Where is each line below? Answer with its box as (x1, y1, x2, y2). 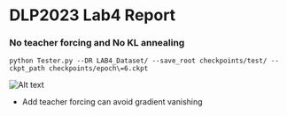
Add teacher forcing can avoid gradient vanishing (21, 97, 203, 107)
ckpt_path (9, 64, 46, 73)
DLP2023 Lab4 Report (9, 5, 176, 25)
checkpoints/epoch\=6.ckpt (48, 64, 149, 73)
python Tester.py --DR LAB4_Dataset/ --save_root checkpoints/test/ (9, 56, 268, 66)
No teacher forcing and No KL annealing (9, 37, 185, 49)
